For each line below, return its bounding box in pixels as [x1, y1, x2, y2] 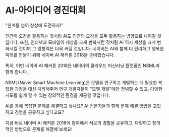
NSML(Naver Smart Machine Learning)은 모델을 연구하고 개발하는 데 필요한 [5, 79, 157, 86]
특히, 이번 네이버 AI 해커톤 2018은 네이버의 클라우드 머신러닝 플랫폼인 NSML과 [5, 62, 160, 68]
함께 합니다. [5, 68, 29, 75]
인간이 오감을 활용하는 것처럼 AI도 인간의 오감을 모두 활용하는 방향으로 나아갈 [5, 33, 156, 39]
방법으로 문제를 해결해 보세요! [14, 126, 73, 132]
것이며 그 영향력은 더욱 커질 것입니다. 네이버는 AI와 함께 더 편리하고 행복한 [18, 45, 164, 51]
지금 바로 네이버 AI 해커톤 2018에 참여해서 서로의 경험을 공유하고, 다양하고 [5, 119, 151, 126]
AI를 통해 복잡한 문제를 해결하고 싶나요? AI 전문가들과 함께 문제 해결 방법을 [5, 103, 152, 109]
